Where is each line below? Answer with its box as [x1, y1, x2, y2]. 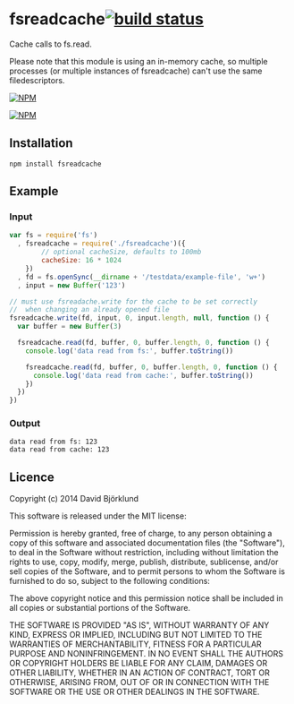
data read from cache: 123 [9, 445, 110, 454]
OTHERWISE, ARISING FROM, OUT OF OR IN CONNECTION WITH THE [9, 677, 270, 688]
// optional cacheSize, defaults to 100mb [41, 247, 202, 257]
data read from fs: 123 [9, 437, 98, 447]
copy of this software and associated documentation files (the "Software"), [9, 537, 286, 548]
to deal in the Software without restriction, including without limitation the [9, 547, 279, 558]
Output [9, 417, 41, 430]
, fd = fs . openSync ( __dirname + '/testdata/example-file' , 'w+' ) [17, 272, 266, 281]
